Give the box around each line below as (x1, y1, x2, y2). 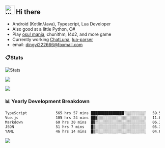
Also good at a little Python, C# (12, 26, 75, 32)
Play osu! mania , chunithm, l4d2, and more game (12, 31, 111, 37)
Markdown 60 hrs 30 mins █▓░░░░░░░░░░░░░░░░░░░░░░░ (5, 120, 146, 125)
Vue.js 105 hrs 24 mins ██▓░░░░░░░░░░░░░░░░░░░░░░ (5, 115, 146, 120)
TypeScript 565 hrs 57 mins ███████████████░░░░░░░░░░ (5, 111, 146, 116)
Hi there (15, 8, 41, 16)
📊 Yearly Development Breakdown (5, 98, 90, 105)
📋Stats (5, 54, 24, 61)
